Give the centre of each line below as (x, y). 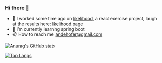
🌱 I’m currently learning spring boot (49, 29)
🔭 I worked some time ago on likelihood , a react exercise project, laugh (84, 19)
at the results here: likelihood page (48, 24)
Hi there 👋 (17, 8)
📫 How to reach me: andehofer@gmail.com (57, 34)
